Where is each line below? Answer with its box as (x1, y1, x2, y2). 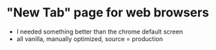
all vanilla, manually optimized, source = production (16, 34, 164, 42)
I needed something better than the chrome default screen (16, 27, 184, 36)
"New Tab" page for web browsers (6, 5, 210, 21)
